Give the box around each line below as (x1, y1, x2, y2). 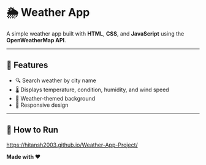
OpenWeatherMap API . (6, 36, 66, 44)
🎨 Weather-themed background (15, 94, 96, 102)
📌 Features (6, 60, 48, 71)
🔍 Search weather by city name (15, 77, 96, 84)
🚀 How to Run (6, 125, 59, 136)
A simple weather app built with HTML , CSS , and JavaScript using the (6, 29, 185, 37)
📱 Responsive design (15, 101, 69, 109)
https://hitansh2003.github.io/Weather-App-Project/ (6, 141, 138, 148)
